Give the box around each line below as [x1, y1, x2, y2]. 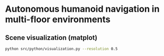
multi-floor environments [5, 14, 111, 25]
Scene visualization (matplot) [5, 33, 98, 42]
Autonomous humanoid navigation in [5, 3, 160, 15]
